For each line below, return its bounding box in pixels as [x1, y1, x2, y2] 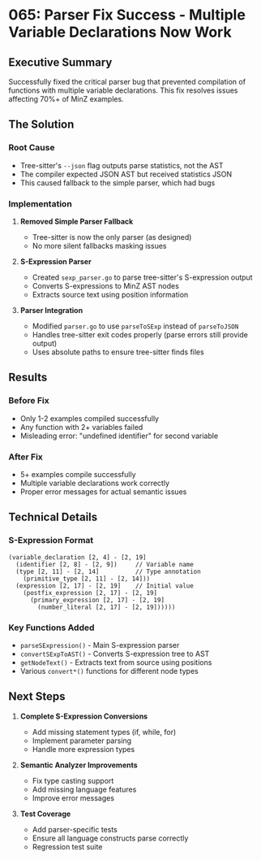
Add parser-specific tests [32, 824, 118, 834]
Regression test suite [32, 841, 103, 851]
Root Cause [8, 142, 55, 154]
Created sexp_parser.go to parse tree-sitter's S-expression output [32, 272, 253, 282]
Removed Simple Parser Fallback [19, 216, 134, 226]
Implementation [8, 198, 73, 209]
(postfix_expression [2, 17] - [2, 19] [23, 589, 158, 597]
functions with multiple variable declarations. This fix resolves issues [8, 85, 238, 95]
